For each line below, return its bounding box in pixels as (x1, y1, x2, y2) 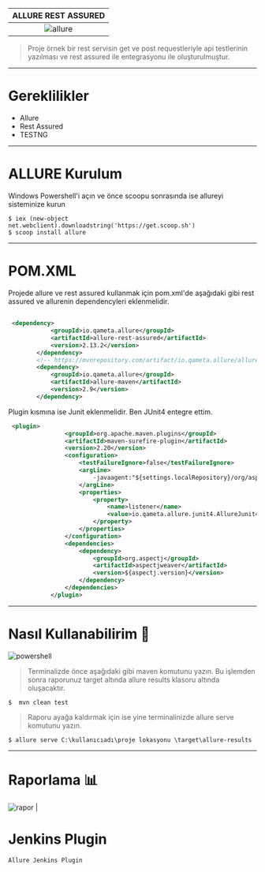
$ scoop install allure (8, 228, 87, 236)
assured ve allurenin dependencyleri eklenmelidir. (8, 296, 170, 306)
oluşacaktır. (27, 683, 65, 693)
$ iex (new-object (8, 215, 69, 223)
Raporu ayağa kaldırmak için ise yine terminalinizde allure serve (27, 712, 234, 721)
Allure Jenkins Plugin (8, 856, 83, 864)
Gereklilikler (8, 87, 89, 105)
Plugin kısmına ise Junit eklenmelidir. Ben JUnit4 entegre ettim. (8, 406, 213, 417)
